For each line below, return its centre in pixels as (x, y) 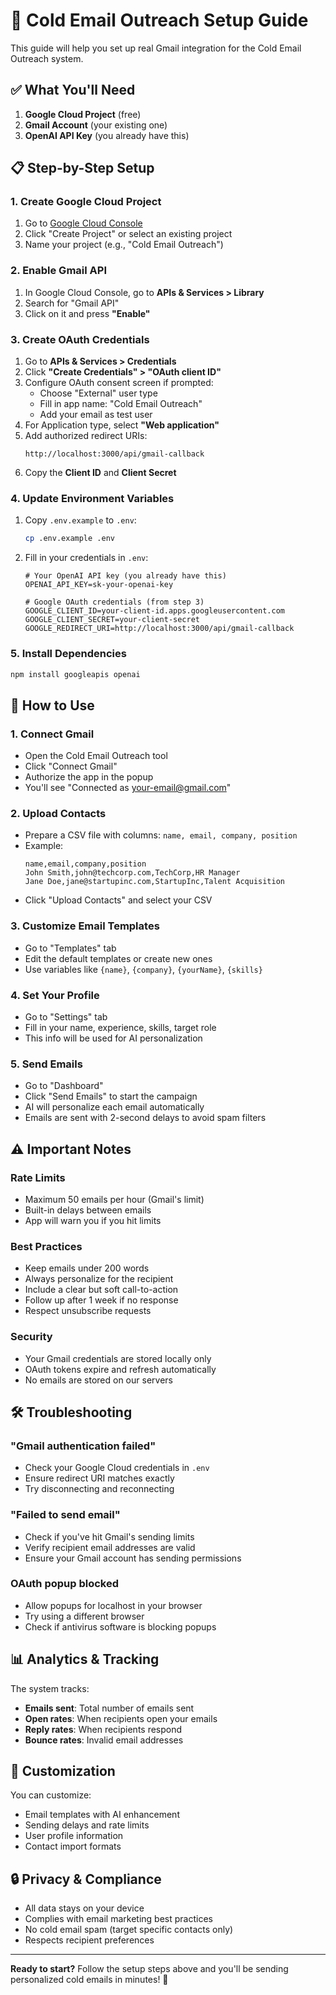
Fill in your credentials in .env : (86, 558)
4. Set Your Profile (55, 995)
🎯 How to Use (52, 705)
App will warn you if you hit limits (93, 1220)
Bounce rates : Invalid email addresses (104, 1740)
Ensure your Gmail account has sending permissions (133, 1558)
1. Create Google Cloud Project (86, 202)
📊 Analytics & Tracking (85, 1659)
